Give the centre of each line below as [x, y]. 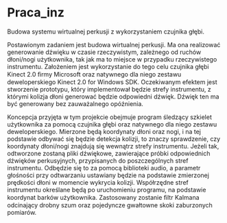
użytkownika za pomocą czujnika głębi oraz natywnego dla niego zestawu [112, 124]
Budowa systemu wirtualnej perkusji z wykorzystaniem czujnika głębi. [106, 31]
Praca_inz [36, 13]
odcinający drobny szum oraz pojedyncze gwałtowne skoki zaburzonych [110, 205]
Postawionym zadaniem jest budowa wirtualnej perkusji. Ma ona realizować [114, 44]
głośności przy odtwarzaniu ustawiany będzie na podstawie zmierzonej [108, 175]
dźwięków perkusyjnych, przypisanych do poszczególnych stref [98, 160]
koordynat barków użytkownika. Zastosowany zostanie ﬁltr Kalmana [104, 197]
